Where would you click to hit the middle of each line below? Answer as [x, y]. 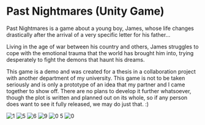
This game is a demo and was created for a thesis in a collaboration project [101, 71]
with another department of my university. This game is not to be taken [96, 78]
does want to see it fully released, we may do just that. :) [77, 104]
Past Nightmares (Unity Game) [85, 11]
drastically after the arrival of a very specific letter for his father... [88, 34]
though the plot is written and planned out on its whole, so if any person [97, 97]
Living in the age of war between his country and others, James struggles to [102, 47]
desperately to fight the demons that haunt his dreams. [76, 59]
